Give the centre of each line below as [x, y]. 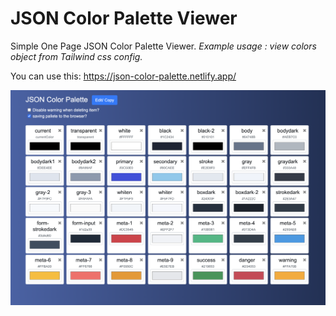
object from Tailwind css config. [76, 56]
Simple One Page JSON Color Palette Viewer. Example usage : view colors [163, 46]
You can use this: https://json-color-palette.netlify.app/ [123, 76]
